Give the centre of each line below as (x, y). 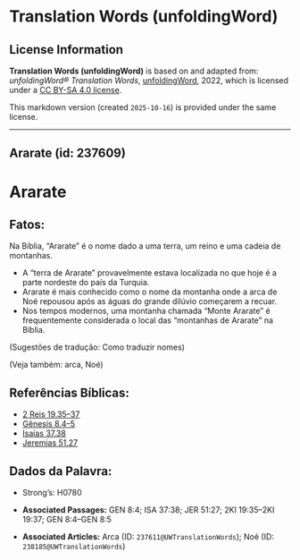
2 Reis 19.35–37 (51, 414)
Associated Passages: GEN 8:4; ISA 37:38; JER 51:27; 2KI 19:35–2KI (148, 510)
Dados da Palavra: (61, 471)
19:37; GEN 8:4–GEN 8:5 (67, 520)
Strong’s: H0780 (52, 493)
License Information (66, 50)
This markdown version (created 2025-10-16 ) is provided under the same (143, 107)
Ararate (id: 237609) (68, 153)
